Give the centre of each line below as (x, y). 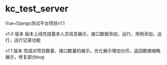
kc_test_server (37, 9)
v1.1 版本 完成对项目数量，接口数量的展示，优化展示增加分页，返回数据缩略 (83, 50)
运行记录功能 (27, 40)
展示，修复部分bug (25, 57)
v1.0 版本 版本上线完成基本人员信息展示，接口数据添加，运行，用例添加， (81, 33)
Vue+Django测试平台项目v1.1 (35, 23)
